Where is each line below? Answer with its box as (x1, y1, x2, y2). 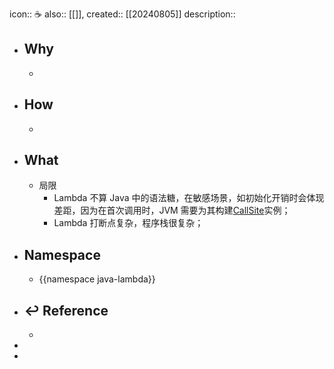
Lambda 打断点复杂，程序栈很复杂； (53, 217, 204, 229)
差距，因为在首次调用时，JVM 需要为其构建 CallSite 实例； (53, 204, 291, 217)
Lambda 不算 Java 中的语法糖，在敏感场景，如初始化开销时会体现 (53, 192, 325, 204)
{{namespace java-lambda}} (38, 273, 156, 285)
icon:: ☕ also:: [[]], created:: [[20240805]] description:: (9, 8, 236, 20)
